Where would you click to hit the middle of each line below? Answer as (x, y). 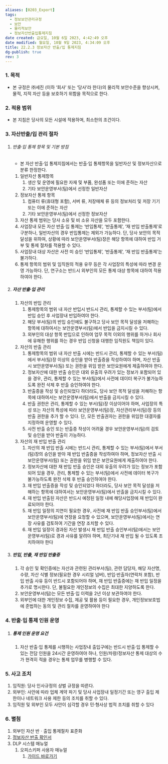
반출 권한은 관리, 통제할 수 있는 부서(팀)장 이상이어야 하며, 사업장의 (93, 404)
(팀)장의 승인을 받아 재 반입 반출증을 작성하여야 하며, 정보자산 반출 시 (95, 454)
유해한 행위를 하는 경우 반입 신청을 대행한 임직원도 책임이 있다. (94, 341)
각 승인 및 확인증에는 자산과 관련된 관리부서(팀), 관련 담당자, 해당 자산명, (90, 568)
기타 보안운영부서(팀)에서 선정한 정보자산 (67, 214)
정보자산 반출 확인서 (32, 737)
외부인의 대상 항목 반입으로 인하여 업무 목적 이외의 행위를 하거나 (90, 334)
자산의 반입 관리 (35, 303)
